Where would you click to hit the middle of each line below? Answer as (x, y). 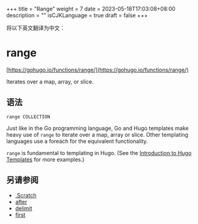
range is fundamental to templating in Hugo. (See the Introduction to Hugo (99, 153)
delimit (23, 208)
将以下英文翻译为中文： (36, 28)
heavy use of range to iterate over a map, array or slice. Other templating (97, 134)
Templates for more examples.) (45, 159)
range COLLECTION (28, 117)
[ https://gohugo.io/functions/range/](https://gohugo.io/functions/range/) (97, 70)
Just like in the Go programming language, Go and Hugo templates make (97, 128)
